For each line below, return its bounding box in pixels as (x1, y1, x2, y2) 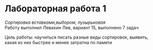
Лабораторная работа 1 (4, 3, 106, 14)
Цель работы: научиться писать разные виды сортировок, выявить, (4, 34, 149, 40)
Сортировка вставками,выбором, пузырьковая (4, 19, 106, 25)
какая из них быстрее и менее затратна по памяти (4, 39, 112, 45)
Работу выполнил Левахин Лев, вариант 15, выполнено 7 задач (4, 24, 139, 30)
